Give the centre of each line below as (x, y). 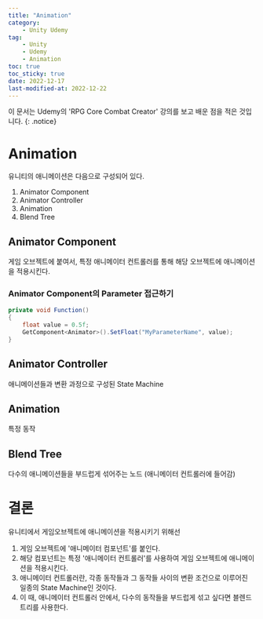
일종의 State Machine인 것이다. (68, 588)
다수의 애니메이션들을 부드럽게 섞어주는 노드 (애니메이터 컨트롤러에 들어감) (122, 474)
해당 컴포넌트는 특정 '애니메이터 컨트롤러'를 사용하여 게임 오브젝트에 (123, 559)
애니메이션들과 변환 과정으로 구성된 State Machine (86, 384)
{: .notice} (41, 122)
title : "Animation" (40, 15)
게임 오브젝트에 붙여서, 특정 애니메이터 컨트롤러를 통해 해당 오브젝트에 (115, 262)
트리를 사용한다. (44, 607)
